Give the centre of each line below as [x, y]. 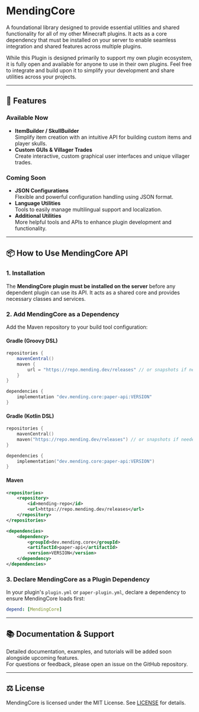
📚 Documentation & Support [60, 634]
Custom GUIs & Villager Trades [54, 150]
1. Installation [26, 273]
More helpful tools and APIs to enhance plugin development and [93, 222]
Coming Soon [26, 177]
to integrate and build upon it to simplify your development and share [90, 70]
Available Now [27, 118]
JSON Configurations [42, 190]
